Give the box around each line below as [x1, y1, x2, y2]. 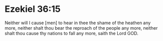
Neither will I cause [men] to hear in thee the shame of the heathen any [4, 20, 151, 26]
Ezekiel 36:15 [4, 3, 61, 15]
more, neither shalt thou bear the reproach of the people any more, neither [4, 25, 158, 31]
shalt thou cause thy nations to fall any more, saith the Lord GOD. [4, 30, 139, 36]
